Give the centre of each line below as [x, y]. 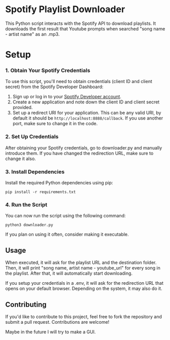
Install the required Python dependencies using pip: [59, 183]
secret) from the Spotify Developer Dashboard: [54, 87]
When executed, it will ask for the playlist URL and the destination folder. [81, 262]
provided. [23, 107]
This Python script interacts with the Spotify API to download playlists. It [81, 23]
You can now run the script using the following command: [65, 216]
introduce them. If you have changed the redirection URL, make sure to [79, 153]
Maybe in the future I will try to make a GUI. [50, 332]
